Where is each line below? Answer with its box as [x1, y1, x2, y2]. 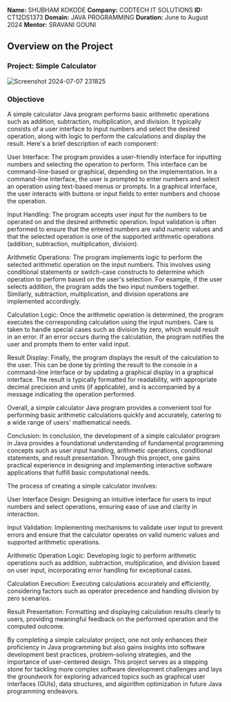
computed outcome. [7, 622, 65, 630]
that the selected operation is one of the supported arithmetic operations [7, 232, 214, 241]
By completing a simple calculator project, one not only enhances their [7, 636, 208, 644]
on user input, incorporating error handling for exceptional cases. [7, 566, 193, 574]
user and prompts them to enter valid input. [7, 340, 130, 348]
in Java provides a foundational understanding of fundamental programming [7, 438, 224, 447]
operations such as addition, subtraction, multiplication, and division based [7, 558, 220, 566]
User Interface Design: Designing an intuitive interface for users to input [7, 495, 212, 504]
